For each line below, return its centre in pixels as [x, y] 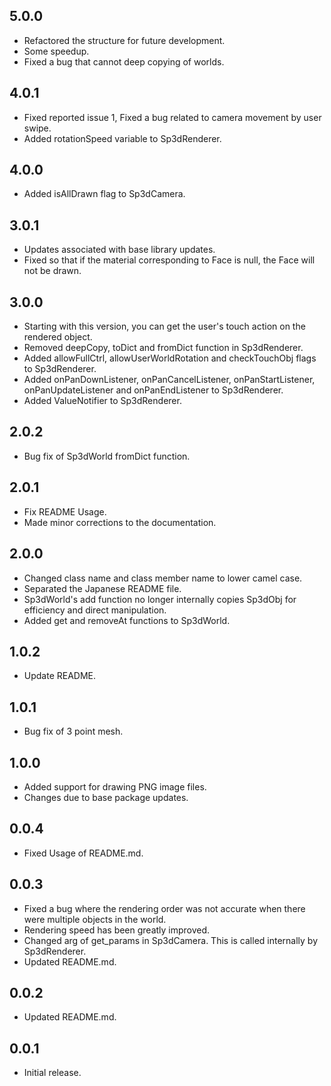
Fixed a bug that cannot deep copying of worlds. [124, 61]
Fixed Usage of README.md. [83, 853]
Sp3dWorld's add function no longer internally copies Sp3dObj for [160, 599]
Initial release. [52, 1073]
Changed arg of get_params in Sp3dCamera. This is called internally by [171, 940]
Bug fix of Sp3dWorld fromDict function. [107, 456]
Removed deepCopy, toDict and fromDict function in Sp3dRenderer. [163, 348]
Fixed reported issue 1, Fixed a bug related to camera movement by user [172, 117]
